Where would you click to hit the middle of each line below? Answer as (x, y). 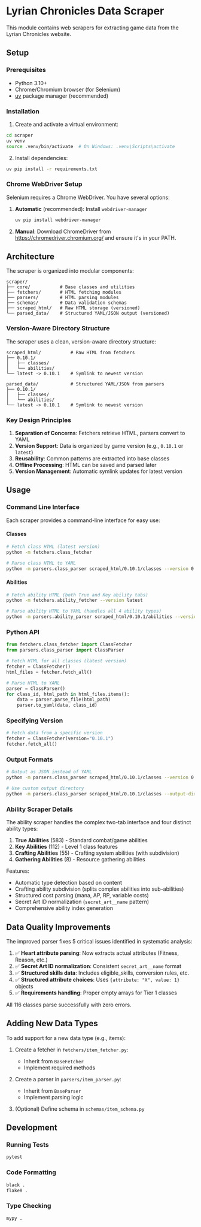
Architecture (31, 256)
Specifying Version (35, 720)
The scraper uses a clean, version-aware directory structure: (81, 341)
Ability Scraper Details (39, 809)
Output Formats (30, 759)
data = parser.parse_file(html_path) (64, 700)
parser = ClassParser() (36, 688)
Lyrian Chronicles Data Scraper (85, 11)
